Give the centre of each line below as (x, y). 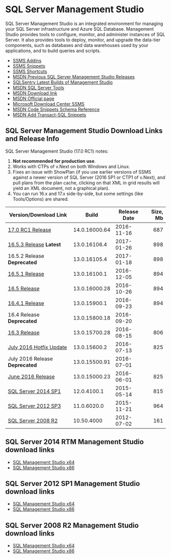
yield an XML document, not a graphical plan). (61, 188)
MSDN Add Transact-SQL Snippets (49, 115)
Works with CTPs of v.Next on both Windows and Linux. (72, 166)
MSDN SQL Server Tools (38, 87)
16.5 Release (24, 288)
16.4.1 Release (26, 303)
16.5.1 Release (26, 274)
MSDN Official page (33, 99)
